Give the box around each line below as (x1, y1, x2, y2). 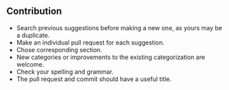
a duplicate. (16, 31, 50, 39)
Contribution (6, 5, 62, 17)
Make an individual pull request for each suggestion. (16, 38, 165, 47)
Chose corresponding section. (16, 45, 102, 54)
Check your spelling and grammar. (16, 67, 114, 76)
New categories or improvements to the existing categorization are (16, 53, 206, 61)
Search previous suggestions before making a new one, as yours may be (16, 23, 223, 32)
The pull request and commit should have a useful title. (16, 75, 172, 83)
